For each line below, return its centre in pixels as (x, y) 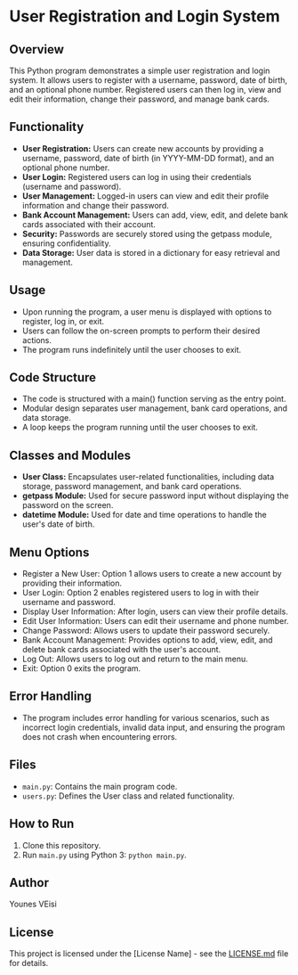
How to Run (42, 824)
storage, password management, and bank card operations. (132, 487)
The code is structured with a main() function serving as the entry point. (154, 399)
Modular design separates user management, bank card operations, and (154, 408)
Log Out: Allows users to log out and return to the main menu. (135, 659)
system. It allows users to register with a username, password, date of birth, (148, 80)
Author (29, 883)
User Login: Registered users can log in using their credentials (137, 176)
